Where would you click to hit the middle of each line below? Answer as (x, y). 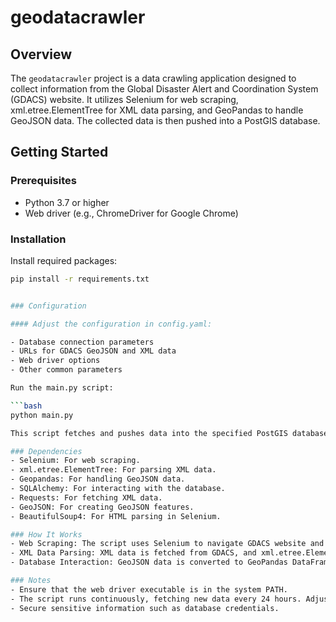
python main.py (42, 415)
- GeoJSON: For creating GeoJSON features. (102, 507)
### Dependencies (46, 451)
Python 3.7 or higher (67, 202)
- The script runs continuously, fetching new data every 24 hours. (156, 599)
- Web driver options (55, 361)
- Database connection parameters (82, 342)
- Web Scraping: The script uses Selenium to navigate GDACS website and (167, 544)
